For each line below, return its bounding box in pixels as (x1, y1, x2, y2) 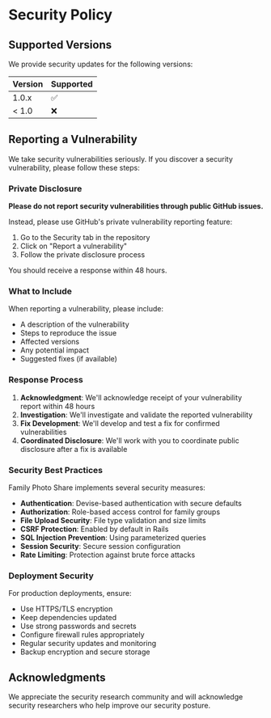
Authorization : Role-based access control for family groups (19, 507, 221, 517)
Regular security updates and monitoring (19, 639, 157, 648)
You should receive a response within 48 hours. (8, 265, 167, 276)
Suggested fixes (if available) (19, 354, 117, 364)
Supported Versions (8, 38, 112, 52)
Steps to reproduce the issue (19, 328, 117, 338)
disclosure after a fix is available (19, 444, 128, 454)
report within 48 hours (19, 401, 95, 411)
